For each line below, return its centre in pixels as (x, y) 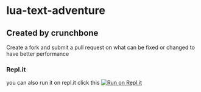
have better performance (38, 54)
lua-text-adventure (56, 11)
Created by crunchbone (52, 33)
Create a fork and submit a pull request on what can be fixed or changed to (100, 47)
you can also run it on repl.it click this (53, 83)
